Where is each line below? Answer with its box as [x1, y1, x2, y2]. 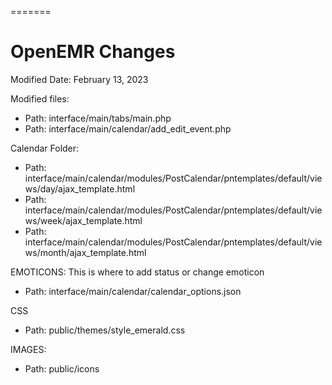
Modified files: [10, 92, 70, 105]
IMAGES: [10, 343, 47, 355]
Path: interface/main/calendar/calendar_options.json [24, 285, 242, 297]
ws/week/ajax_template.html [24, 214, 143, 226]
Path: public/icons [24, 362, 100, 375]
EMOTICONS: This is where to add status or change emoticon [10, 266, 265, 278]
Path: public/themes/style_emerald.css [24, 324, 186, 336]
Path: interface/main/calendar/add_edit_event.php [24, 122, 232, 135]
